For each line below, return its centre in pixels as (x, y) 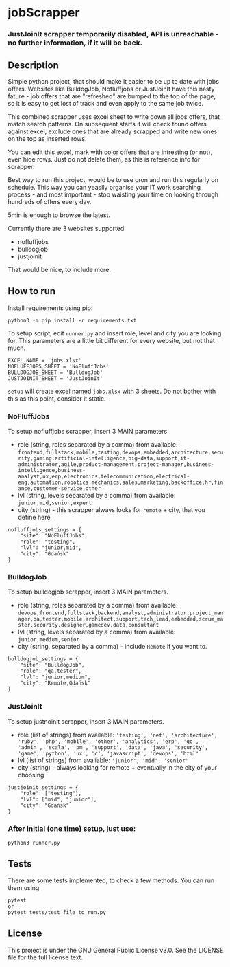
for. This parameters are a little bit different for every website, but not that (111, 340)
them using (24, 887)
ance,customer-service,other (59, 489)
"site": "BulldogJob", (52, 665)
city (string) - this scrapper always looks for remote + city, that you (111, 510)
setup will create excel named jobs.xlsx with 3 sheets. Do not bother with (112, 391)
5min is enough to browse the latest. (59, 215)
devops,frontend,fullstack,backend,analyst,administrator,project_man (120, 613)
